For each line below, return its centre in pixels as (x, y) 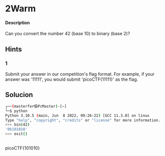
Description (18, 22)
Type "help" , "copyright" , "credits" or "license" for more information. (83, 120)
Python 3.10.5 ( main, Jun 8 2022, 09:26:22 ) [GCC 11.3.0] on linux (77, 115)
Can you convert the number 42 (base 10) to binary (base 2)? (68, 34)
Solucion (19, 95)
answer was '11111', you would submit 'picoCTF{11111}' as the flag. (72, 79)
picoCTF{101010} (23, 148)
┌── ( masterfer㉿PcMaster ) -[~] (36, 106)
